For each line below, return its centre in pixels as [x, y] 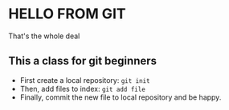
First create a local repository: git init [85, 80]
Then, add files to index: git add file [83, 88]
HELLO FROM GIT [67, 14]
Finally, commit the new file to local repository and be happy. [121, 97]
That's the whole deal [44, 36]
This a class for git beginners [83, 61]
